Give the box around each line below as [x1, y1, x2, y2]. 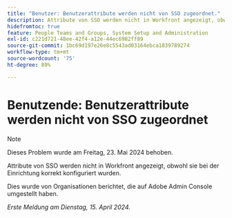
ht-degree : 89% [7, 61, 51, 68]
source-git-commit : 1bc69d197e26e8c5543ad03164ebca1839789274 [7, 42, 190, 49]
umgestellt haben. [7, 189, 59, 197]
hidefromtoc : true [7, 23, 60, 30]
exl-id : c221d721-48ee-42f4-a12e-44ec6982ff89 [7, 36, 144, 43]
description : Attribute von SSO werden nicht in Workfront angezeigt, [7, 17, 215, 23]
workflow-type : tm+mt [7, 49, 70, 56]
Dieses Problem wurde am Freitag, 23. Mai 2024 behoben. [7, 148, 174, 156]
